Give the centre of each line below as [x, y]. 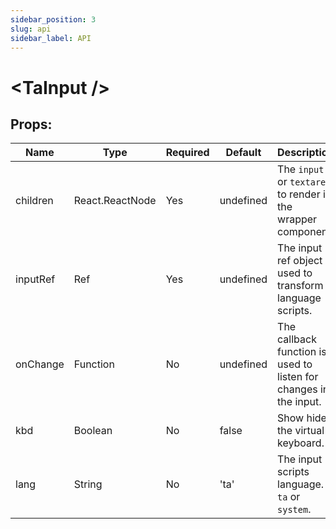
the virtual [301, 431]
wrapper [297, 219]
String [88, 484]
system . [294, 509]
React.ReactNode [115, 201]
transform [300, 286]
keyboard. [301, 443]
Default [243, 153]
